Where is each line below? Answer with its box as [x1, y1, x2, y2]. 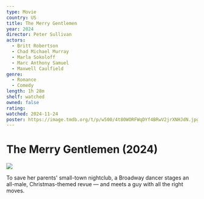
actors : [6, 37, 26, 43]
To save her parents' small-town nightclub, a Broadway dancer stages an [6, 174, 189, 181]
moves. [6, 187, 25, 195]
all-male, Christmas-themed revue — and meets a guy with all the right [6, 181, 183, 188]
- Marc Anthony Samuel [12, 60, 69, 66]
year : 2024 [6, 26, 34, 32]
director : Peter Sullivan [6, 32, 72, 38]
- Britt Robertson [12, 43, 59, 49]
